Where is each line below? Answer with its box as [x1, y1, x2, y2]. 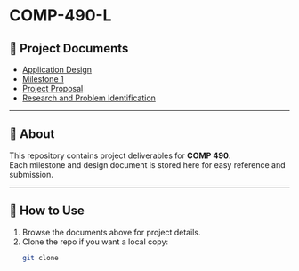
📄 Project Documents [9, 41, 129, 56]
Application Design [21, 64, 92, 75]
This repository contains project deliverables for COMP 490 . [9, 150, 231, 161]
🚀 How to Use [9, 203, 85, 219]
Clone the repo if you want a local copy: [21, 236, 169, 247]
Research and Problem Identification [21, 92, 156, 103]
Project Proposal [21, 84, 84, 93]
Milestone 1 [21, 74, 64, 84]
